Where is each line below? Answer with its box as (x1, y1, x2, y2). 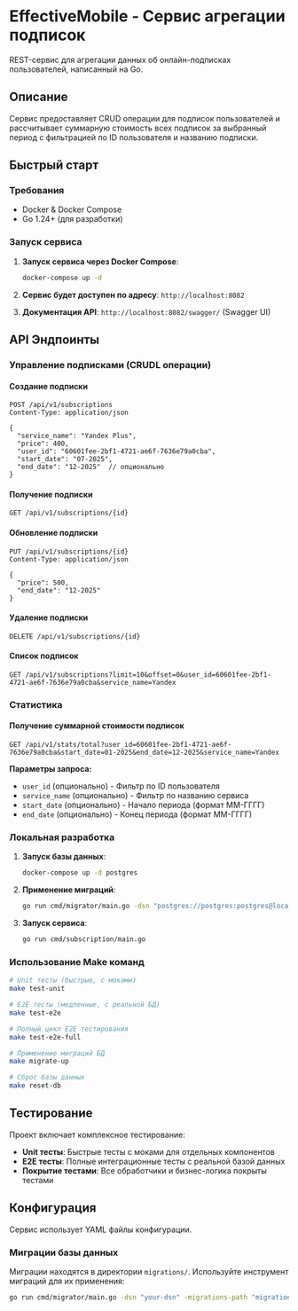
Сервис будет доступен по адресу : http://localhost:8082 (21, 289, 246, 300)
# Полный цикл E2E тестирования (9, 1024, 129, 1033)
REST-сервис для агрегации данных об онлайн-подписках (9, 54, 231, 65)
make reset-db (9, 1081, 62, 1090)
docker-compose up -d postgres (21, 868, 138, 877)
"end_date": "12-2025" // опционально (17, 463, 165, 472)
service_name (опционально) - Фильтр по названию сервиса (21, 790, 249, 801)
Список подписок (9, 650, 79, 662)
